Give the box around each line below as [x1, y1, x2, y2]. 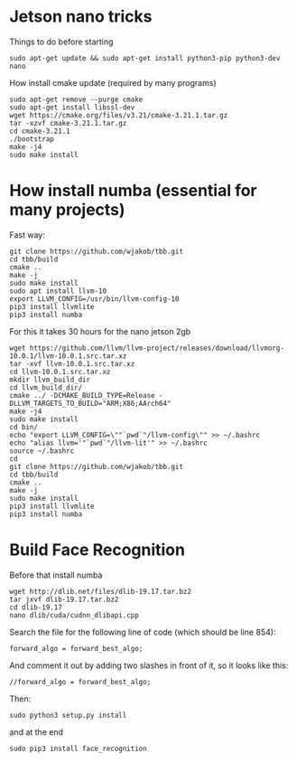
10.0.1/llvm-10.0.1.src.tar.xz [9, 351, 127, 361]
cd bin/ [9, 422, 39, 431]
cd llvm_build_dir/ [9, 382, 83, 392]
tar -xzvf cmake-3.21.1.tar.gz [9, 118, 127, 127]
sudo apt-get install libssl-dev [9, 102, 135, 112]
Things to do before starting [9, 36, 114, 47]
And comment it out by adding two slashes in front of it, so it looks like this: [9, 660, 289, 671]
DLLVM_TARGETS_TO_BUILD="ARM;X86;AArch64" [9, 399, 172, 408]
